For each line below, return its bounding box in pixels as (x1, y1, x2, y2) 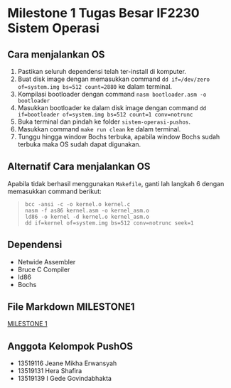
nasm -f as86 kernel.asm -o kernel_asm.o (24, 207, 149, 214)
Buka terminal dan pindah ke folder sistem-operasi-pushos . (17, 117, 190, 126)
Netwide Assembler (17, 257, 76, 266)
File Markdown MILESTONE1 (7, 301, 135, 313)
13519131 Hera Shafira (17, 367, 82, 375)
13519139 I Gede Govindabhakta (17, 374, 112, 383)
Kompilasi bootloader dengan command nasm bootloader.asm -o (17, 90, 207, 98)
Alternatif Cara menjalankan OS (7, 161, 151, 173)
